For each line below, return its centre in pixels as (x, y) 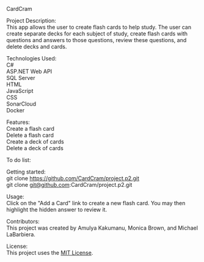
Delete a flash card (30, 135)
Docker (16, 110)
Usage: (15, 197)
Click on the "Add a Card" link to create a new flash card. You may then (96, 203)
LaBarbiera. (21, 234)
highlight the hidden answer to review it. (57, 209)
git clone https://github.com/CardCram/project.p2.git (73, 178)
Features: (18, 122)
